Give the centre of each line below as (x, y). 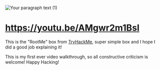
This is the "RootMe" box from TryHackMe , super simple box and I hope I (80, 41)
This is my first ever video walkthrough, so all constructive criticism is (77, 56)
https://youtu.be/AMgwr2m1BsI (72, 28)
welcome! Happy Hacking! (32, 62)
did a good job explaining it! (34, 47)
